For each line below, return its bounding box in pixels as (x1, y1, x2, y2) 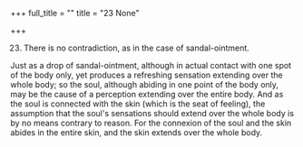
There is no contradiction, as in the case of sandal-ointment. (23, 42, 250, 53)
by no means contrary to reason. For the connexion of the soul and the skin (10, 117, 292, 128)
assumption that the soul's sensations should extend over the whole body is (10, 108, 294, 118)
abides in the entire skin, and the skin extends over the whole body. (10, 127, 263, 138)
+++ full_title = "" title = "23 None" (10, 8, 140, 18)
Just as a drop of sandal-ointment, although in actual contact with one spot (10, 60, 292, 70)
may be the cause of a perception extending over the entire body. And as (10, 89, 284, 99)
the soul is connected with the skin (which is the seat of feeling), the (10, 98, 266, 109)
